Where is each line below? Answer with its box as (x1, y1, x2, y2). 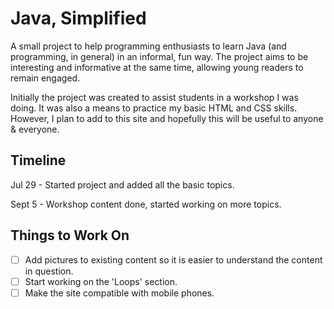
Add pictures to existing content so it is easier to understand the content (24, 253, 323, 266)
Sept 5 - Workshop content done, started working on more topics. (10, 198, 282, 210)
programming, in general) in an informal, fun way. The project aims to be (10, 50, 309, 62)
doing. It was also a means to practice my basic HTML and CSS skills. (10, 102, 298, 114)
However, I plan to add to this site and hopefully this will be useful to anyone (10, 112, 324, 124)
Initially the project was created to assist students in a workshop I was (10, 91, 299, 103)
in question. (24, 265, 74, 277)
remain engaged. (10, 72, 81, 84)
